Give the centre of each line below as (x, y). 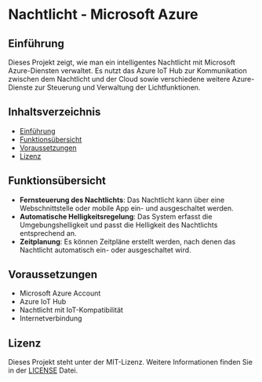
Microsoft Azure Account (60, 293)
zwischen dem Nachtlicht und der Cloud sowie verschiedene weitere (119, 79)
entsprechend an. (48, 233)
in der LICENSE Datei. (43, 370)
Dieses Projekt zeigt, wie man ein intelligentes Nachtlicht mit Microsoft (122, 62)
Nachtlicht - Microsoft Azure (103, 15)
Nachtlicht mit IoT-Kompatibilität (71, 310)
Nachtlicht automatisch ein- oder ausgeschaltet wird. (105, 250)
